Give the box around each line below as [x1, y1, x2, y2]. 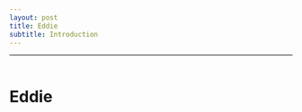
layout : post [9, 13, 58, 22]
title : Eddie [9, 22, 58, 30]
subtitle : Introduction [9, 30, 99, 39]
